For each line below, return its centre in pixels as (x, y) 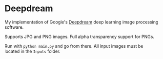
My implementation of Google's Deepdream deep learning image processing (81, 22)
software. (14, 27)
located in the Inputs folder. (32, 51)
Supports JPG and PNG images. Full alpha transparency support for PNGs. (80, 37)
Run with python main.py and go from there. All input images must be (74, 46)
